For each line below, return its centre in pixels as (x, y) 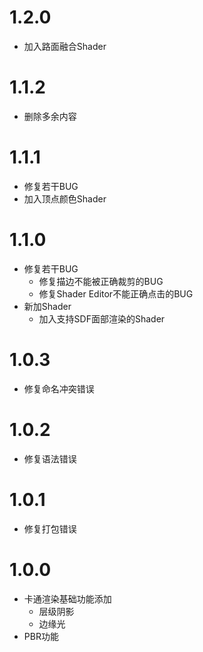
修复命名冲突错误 (59, 388)
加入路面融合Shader (65, 46)
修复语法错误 (50, 458)
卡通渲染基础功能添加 (67, 598)
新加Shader (47, 306)
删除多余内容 (50, 116)
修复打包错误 (50, 528)
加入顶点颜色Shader (65, 198)
